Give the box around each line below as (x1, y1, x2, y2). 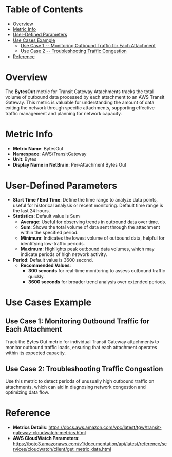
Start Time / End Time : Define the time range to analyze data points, (12, 196, 158, 203)
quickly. (28, 273, 45, 279)
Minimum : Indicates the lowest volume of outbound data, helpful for (20, 235, 165, 241)
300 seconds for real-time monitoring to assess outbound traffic (28, 267, 165, 273)
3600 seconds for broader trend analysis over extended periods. (28, 279, 167, 285)
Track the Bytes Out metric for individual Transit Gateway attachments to (5, 338, 159, 345)
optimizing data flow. (5, 389, 50, 395)
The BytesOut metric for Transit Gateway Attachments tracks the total (5, 88, 154, 95)
